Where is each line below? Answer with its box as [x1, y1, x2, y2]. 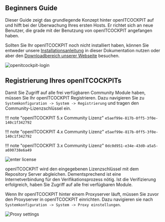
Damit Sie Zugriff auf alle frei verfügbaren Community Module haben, [5, 90, 146, 95]
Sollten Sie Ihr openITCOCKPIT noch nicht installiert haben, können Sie [5, 42, 149, 48]
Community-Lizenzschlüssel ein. [5, 105, 71, 111]
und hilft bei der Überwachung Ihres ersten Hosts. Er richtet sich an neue [5, 22, 154, 28]
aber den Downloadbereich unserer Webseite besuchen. [5, 53, 120, 59]
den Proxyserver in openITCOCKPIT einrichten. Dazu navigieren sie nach [5, 196, 153, 202]
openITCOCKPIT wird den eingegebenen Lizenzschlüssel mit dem [5, 166, 139, 172]
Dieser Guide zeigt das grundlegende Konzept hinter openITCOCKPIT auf [5, 17, 154, 23]
